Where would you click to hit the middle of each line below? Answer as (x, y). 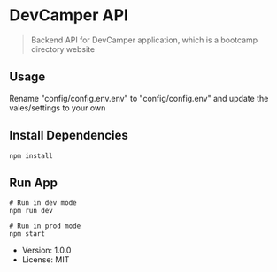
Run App (34, 182)
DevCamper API (69, 15)
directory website (63, 49)
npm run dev (31, 211)
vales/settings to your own (58, 108)
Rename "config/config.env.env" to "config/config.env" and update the (139, 98)
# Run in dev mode (43, 203)
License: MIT (46, 260)
